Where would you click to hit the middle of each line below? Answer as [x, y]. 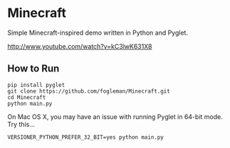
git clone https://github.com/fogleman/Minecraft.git [89, 91]
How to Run [33, 69]
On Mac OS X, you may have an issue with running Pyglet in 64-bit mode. [115, 116]
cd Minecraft [27, 97]
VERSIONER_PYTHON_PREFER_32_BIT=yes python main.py [85, 137]
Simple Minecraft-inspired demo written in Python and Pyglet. [98, 33]
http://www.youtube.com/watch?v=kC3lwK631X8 [80, 46]
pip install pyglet [36, 85]
